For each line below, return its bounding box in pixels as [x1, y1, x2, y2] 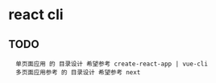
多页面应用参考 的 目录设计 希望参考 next [15, 69, 141, 77]
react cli [8, 6, 64, 24]
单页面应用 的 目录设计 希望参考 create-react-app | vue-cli [15, 60, 208, 68]
